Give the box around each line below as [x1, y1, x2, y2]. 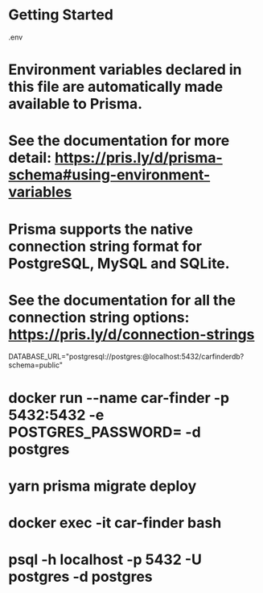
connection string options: [8, 308, 190, 326]
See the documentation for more [8, 131, 230, 150]
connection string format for [8, 237, 203, 255]
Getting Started [8, 6, 114, 24]
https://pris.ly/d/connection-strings [8, 325, 255, 343]
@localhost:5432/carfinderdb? [142, 352, 245, 362]
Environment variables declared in [8, 60, 242, 79]
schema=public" [8, 360, 63, 370]
